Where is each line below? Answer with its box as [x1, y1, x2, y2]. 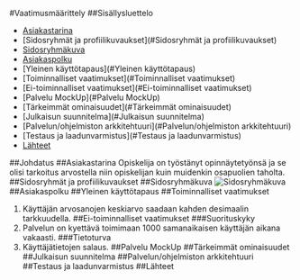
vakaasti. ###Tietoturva [22, 232, 112, 242]
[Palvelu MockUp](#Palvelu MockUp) [22, 92, 160, 103]
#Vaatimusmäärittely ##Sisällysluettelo [9, 8, 153, 18]
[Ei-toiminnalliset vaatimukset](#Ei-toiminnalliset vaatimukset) [22, 83, 252, 93]
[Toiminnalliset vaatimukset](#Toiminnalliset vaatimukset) [22, 73, 236, 84]
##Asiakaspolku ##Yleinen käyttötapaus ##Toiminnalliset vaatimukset [9, 186, 270, 196]
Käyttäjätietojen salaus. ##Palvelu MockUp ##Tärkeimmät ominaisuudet [22, 242, 290, 252]
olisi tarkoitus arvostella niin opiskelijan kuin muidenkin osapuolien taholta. [9, 167, 286, 177]
